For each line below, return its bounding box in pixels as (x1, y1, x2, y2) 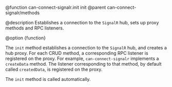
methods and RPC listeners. (5, 25, 64, 31)
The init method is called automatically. (5, 76, 91, 82)
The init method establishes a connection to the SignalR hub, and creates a (5, 45, 167, 50)
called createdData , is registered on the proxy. (5, 66, 103, 72)
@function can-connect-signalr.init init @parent (5, 5, 106, 10)
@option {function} (5, 35, 46, 41)
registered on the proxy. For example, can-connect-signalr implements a (5, 55, 159, 62)
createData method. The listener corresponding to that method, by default (5, 61, 162, 67)
